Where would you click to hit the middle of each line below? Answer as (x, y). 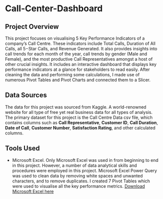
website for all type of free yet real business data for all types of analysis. (79, 112)
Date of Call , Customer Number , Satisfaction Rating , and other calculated (80, 128)
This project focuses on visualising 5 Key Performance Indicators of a (75, 38)
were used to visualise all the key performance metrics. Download (78, 186)
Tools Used (22, 148)
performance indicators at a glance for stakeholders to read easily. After (78, 69)
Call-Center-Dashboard (54, 9)
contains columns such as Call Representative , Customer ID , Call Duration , (81, 122)
